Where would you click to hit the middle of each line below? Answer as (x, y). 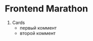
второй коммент (38, 33)
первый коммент (38, 27)
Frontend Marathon (46, 9)
